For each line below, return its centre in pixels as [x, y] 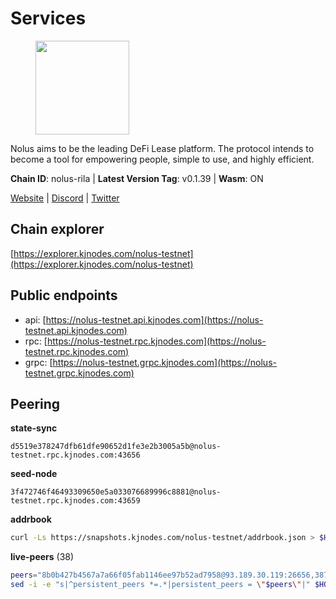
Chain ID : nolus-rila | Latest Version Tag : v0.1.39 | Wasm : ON [137, 178]
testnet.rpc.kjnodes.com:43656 [75, 455]
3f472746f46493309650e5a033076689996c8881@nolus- [116, 492]
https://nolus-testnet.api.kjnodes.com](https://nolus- [154, 319]
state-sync [34, 428]
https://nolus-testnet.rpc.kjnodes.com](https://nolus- [156, 341]
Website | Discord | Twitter [65, 198]
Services [48, 18]
